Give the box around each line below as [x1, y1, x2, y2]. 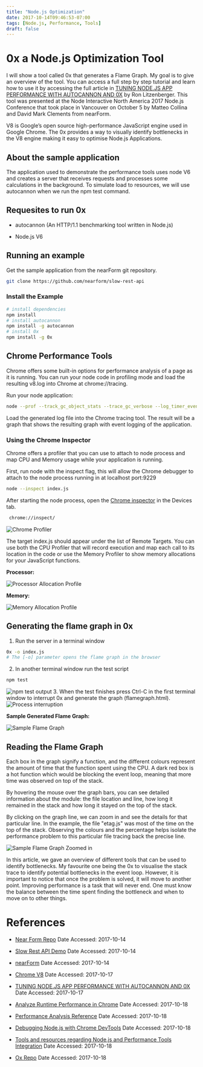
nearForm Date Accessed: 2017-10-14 [14, 959, 110, 966]
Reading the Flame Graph [6, 742, 104, 752]
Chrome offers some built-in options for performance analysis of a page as [6, 367, 193, 374]
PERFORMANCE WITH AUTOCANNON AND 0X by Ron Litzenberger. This [6, 91, 188, 99]
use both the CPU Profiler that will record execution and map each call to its [6, 543, 195, 551]
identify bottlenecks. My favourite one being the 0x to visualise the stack [6, 863, 187, 870]
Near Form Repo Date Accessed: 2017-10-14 [14, 935, 126, 943]
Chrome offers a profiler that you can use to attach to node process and [6, 450, 185, 457]
